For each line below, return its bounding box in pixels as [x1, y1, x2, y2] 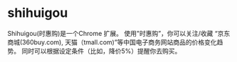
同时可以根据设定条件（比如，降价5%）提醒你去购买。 [21, 46, 181, 55]
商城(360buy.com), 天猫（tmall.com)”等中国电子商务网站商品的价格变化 [7, 37, 217, 46]
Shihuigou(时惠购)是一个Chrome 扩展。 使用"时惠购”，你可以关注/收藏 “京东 [7, 29, 231, 37]
